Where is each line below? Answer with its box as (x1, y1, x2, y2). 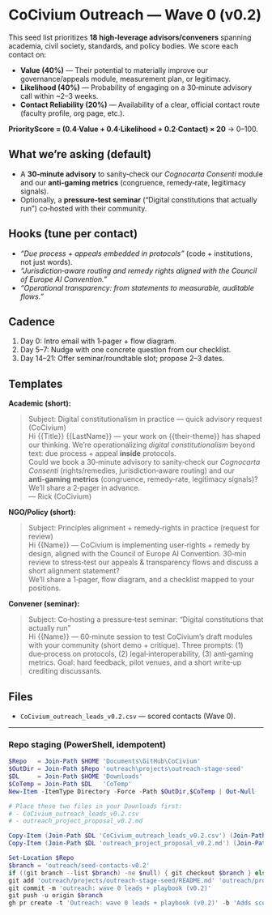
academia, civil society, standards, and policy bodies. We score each (8, 40, 239, 50)
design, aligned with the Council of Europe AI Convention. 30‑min (28, 549, 247, 559)
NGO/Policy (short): (8, 508, 77, 517)
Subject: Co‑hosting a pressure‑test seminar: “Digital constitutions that (28, 615, 264, 624)
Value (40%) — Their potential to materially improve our (19, 65, 209, 74)
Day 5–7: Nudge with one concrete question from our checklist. (19, 345, 232, 355)
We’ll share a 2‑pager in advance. (28, 483, 140, 493)
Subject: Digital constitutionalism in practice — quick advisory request (28, 415, 262, 424)
